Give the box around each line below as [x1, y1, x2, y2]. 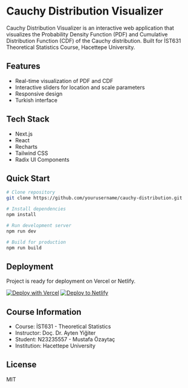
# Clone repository [6, 189, 56, 196]
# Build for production [6, 239, 66, 245]
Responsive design [15, 90, 63, 97]
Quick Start [6, 173, 50, 183]
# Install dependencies [6, 206, 66, 212]
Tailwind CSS [15, 150, 48, 157]
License [6, 360, 37, 370]
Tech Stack [6, 114, 50, 125]
